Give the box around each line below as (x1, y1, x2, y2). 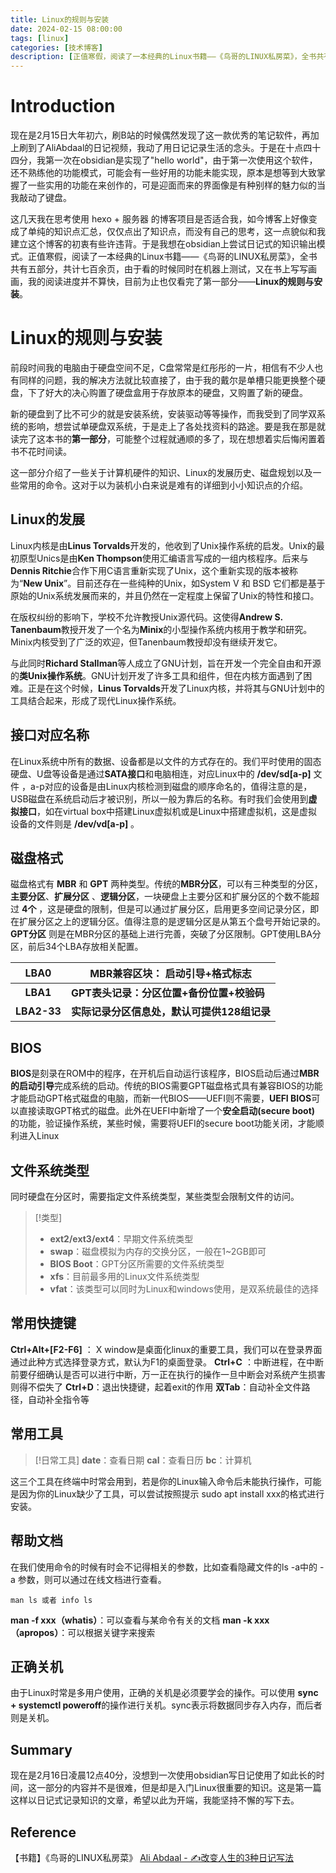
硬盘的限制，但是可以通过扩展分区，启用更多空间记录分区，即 (64, 903, 320, 915)
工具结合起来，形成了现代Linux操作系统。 (10, 694, 182, 706)
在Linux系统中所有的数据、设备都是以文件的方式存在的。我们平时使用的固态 (10, 755, 322, 767)
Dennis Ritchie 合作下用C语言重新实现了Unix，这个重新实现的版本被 (10, 564, 290, 576)
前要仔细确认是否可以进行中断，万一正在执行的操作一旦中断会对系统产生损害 (10, 1368, 326, 1380)
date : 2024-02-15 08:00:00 (10, 24, 123, 34)
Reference (10, 1824, 77, 1841)
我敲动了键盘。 (10, 192, 72, 204)
